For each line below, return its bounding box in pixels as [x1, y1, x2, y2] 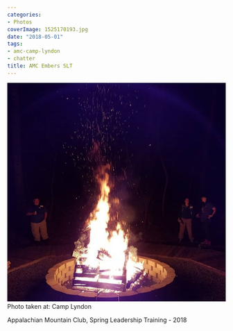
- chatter [7, 56, 36, 62]
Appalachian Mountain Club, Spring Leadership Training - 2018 [7, 316, 187, 324]
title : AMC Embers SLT [7, 62, 73, 69]
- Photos [7, 18, 33, 26]
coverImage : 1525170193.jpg [7, 26, 89, 33]
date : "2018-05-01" [7, 33, 64, 40]
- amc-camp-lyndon [7, 48, 60, 55]
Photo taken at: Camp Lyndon [7, 302, 92, 310]
